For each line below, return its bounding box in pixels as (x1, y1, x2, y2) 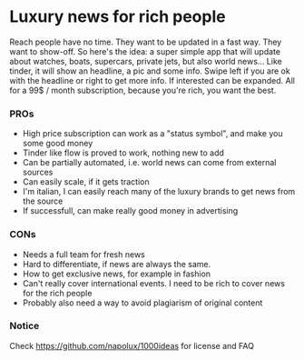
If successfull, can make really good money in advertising (22, 205, 239, 216)
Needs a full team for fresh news (22, 248, 145, 260)
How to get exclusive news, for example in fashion (22, 268, 211, 279)
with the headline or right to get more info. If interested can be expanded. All (9, 75, 295, 85)
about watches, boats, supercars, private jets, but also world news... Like (9, 55, 283, 66)
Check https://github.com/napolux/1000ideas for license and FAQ (9, 340, 254, 351)
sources (22, 166, 54, 178)
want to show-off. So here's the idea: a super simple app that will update (9, 45, 281, 56)
